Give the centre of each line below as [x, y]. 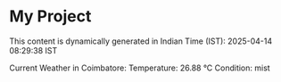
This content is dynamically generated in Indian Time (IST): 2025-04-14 [141, 41]
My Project [50, 16]
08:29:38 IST [33, 50]
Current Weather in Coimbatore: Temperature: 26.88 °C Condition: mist [140, 68]
